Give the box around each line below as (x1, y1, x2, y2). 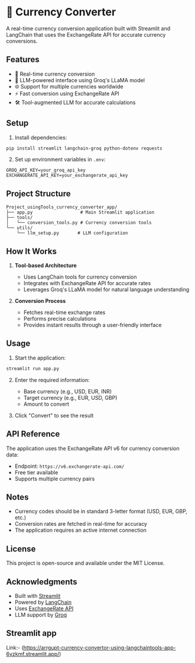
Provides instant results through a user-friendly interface (23, 322, 162, 329)
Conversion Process (14, 297, 66, 305)
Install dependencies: (14, 134, 67, 141)
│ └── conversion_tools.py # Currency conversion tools (6, 220, 152, 226)
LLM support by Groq (14, 612, 67, 618)
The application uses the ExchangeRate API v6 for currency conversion (6, 445, 180, 452)
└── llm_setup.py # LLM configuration (17, 230, 128, 236)
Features (6, 54, 40, 64)
